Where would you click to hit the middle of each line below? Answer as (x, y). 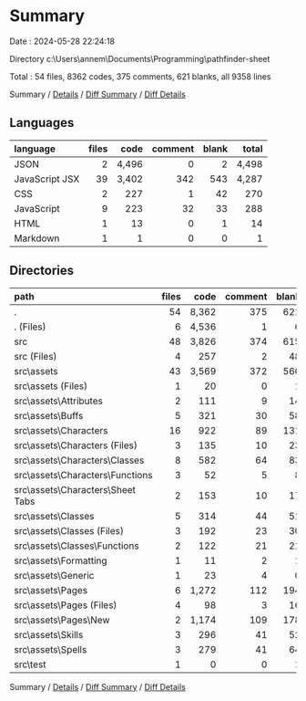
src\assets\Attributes (58, 401)
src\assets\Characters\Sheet (75, 489)
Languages (42, 123)
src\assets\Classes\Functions (76, 546)
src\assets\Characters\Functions (83, 475)
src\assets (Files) (51, 386)
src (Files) (36, 356)
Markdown (37, 238)
